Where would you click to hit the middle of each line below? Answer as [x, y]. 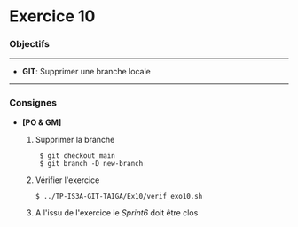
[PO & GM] [42, 122]
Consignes [33, 103]
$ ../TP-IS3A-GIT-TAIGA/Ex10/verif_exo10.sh [119, 196]
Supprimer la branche [75, 139]
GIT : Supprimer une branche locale [86, 72]
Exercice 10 [52, 16]
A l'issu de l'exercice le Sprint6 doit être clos [117, 212]
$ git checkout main [77, 156]
